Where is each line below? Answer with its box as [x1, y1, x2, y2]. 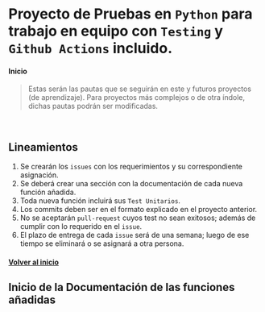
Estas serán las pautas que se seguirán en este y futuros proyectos [27, 84, 252, 94]
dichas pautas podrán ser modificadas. [27, 102, 159, 111]
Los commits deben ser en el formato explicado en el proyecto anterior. [19, 205, 258, 214]
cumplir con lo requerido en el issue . [19, 222, 143, 231]
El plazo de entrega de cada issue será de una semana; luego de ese [19, 231, 250, 240]
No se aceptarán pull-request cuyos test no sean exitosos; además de [19, 213, 256, 223]
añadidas [8, 293, 56, 307]
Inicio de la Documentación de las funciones [8, 281, 235, 294]
